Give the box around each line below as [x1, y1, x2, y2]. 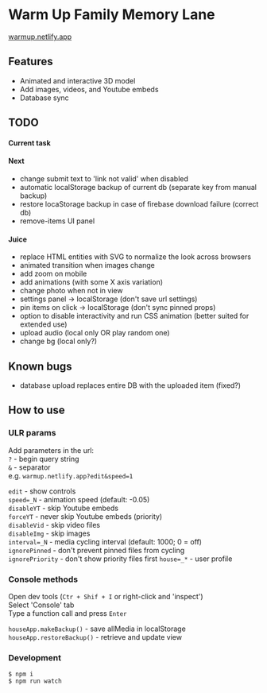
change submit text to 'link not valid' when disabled [19, 173, 189, 184]
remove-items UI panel [19, 216, 95, 226]
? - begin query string [8, 454, 79, 463]
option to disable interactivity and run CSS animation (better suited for [19, 312, 250, 321]
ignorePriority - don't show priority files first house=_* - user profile [8, 554, 233, 563]
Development [8, 652, 62, 663]
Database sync [19, 93, 69, 103]
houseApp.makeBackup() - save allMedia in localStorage [8, 624, 187, 633]
